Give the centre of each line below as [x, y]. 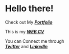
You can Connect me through [35, 41]
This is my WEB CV [25, 31]
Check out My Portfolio [29, 22]
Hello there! [29, 9]
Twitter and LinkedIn [26, 46]
